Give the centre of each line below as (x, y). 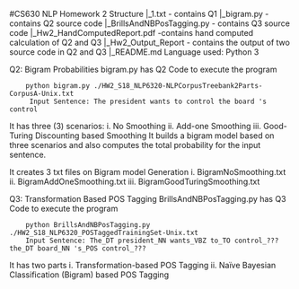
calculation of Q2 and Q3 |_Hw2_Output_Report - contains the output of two (149, 42)
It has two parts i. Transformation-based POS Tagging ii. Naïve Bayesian (143, 265)
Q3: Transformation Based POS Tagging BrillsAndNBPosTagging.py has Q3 (148, 199)
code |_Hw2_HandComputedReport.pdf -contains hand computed (132, 33)
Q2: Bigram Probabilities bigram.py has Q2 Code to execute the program (143, 69)
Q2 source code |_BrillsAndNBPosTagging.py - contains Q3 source (167, 23)
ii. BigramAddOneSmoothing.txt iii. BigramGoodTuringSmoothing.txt (135, 181)
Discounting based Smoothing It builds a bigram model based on (154, 136)
